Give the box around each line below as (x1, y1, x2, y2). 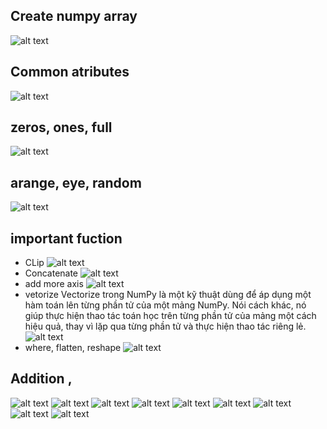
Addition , (10, 370, 73, 388)
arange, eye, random (10, 174, 142, 191)
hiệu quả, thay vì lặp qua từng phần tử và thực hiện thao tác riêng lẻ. (24, 320, 307, 333)
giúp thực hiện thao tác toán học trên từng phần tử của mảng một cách (24, 310, 317, 322)
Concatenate (24, 267, 79, 279)
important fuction (10, 230, 123, 247)
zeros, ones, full (10, 119, 113, 136)
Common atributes (10, 64, 130, 81)
